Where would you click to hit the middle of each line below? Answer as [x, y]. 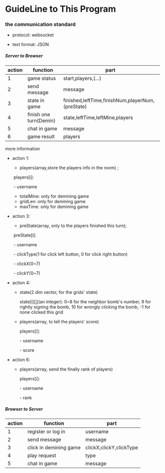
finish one [39, 115]
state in [36, 101]
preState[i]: [25, 235]
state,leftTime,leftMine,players [98, 118]
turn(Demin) [41, 121]
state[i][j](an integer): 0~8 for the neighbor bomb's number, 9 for [85, 302]
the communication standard [41, 25]
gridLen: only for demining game [53, 202]
